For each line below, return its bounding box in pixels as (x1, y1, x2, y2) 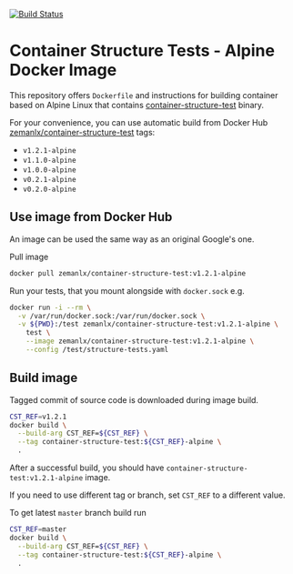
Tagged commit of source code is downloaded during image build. (9, 394, 259, 405)
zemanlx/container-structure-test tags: (9, 126, 156, 137)
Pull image (9, 251, 49, 262)
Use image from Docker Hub (9, 209, 173, 225)
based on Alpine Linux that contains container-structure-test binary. (9, 99, 265, 110)
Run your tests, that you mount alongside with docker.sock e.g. (9, 285, 246, 296)
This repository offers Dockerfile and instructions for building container (9, 89, 279, 100)
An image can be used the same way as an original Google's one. (9, 233, 255, 245)
